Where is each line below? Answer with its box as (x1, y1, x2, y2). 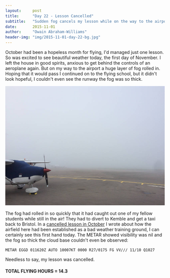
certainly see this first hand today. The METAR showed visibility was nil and (5, 232, 162, 238)
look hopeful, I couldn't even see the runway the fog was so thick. (5, 76, 143, 82)
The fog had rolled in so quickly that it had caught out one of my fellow (5, 210, 153, 216)
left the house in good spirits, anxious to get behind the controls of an (5, 60, 151, 66)
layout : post (5, 8, 42, 13)
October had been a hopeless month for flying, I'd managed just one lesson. (5, 49, 164, 55)
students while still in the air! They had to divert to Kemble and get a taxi (5, 216, 156, 221)
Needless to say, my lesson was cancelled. (5, 256, 95, 262)
